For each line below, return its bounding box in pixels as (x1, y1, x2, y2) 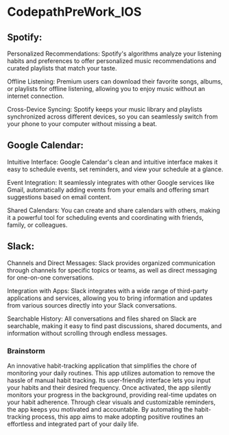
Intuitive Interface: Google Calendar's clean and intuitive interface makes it (7, 158, 218, 166)
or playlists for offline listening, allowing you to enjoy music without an (7, 85, 206, 92)
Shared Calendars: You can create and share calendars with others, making (7, 206, 221, 214)
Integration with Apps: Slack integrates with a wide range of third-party (7, 286, 208, 295)
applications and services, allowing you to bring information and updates (7, 294, 213, 302)
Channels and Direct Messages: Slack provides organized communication (7, 258, 216, 267)
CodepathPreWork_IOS (7, 4, 142, 20)
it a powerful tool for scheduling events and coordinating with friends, (7, 213, 204, 221)
